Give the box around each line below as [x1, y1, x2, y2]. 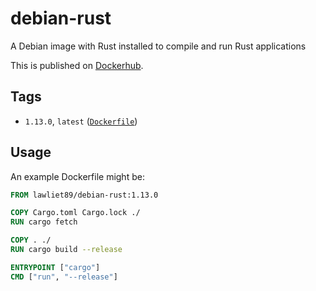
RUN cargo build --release [10, 245, 123, 255]
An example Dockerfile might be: [10, 170, 145, 182]
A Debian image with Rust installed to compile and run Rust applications [10, 40, 307, 52]
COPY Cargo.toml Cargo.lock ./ [10, 208, 141, 218]
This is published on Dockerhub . [10, 59, 144, 71]
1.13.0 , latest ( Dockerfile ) [24, 115, 138, 127]
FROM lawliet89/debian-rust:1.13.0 [10, 190, 159, 200]
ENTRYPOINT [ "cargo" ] [10, 262, 101, 272]
